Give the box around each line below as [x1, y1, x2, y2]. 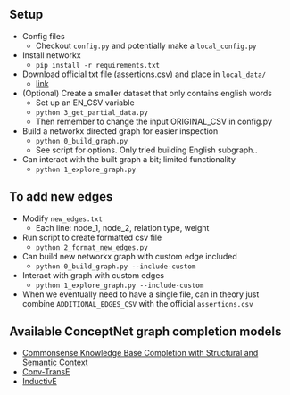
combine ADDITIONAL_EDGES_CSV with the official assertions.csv [21, 298, 253, 309]
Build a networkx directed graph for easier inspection [21, 125, 219, 136]
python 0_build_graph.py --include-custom [35, 262, 196, 271]
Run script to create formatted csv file [21, 232, 162, 243]
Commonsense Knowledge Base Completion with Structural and [21, 348, 259, 358]
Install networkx [21, 49, 82, 61]
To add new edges [9, 189, 113, 204]
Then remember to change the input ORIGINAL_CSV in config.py [35, 116, 273, 127]
